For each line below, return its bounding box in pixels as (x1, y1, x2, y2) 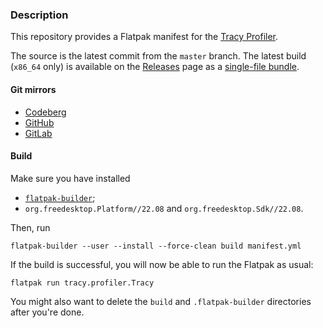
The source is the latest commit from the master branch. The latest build (10, 50, 307, 62)
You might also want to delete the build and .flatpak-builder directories (10, 295, 312, 307)
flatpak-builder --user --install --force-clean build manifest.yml (10, 241, 302, 251)
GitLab (24, 127, 53, 139)
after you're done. (10, 306, 85, 318)
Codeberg (24, 106, 67, 118)
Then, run (10, 221, 51, 233)
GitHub (24, 116, 55, 128)
